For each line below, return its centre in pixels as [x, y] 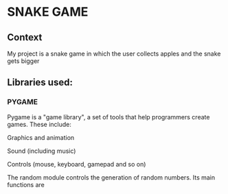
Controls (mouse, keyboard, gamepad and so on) [77, 164]
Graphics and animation [41, 137]
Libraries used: [40, 83]
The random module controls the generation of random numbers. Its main [111, 177]
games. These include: [39, 124]
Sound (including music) [42, 151]
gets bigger [23, 61]
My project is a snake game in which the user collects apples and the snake [114, 53]
